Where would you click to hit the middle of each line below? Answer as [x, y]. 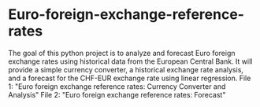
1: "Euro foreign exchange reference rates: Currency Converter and [117, 86]
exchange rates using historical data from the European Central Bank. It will [130, 61]
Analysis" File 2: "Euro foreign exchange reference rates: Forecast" [117, 94]
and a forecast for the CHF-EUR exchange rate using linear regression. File [130, 78]
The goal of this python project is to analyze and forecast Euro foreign [122, 53]
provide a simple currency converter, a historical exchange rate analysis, [126, 69]
